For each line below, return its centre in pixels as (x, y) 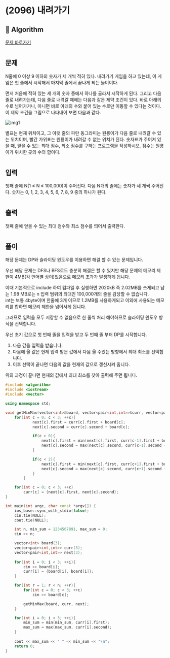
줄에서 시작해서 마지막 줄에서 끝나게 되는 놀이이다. (69, 82)
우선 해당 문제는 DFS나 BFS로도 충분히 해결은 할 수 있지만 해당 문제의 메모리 (80, 271)
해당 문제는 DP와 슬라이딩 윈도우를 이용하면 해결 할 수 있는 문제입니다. (74, 260)
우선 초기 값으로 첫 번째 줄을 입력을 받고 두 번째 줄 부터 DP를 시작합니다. (76, 335)
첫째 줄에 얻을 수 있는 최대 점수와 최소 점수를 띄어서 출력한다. (65, 226)
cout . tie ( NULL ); (32, 520)
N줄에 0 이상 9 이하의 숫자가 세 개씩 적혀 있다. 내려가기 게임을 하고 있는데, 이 (81, 76)
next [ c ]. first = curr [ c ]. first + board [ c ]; (79, 422)
